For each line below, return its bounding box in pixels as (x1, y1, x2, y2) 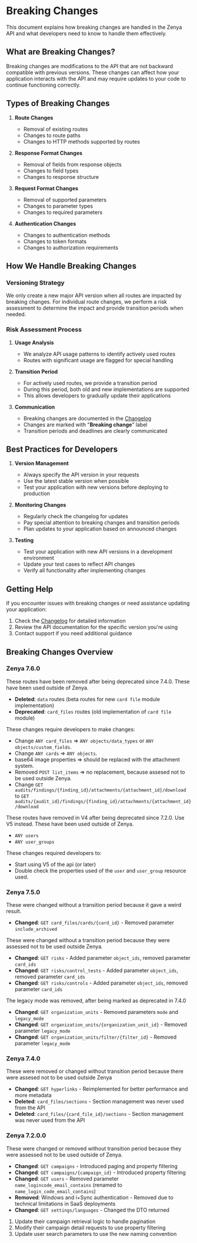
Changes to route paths (23, 131, 81, 139)
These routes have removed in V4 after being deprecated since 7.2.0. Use (6, 814, 185, 821)
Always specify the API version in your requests (23, 471, 139, 478)
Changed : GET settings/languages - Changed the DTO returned (14, 1206, 169, 1214)
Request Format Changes (14, 184, 78, 192)
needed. (6, 311, 26, 318)
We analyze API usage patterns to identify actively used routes (23, 350, 176, 357)
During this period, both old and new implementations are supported (23, 386, 189, 393)
